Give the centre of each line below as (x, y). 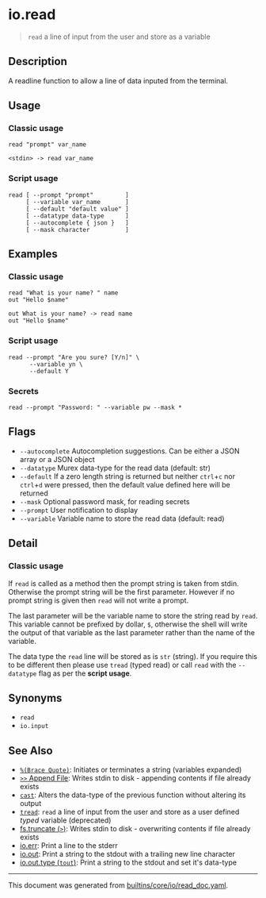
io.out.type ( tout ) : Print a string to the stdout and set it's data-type (128, 862)
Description (38, 62)
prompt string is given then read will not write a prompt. (99, 600)
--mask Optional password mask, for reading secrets (104, 501)
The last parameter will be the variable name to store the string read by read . (133, 615)
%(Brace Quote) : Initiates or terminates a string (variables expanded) (131, 770)
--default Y (49, 371)
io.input (34, 726)
